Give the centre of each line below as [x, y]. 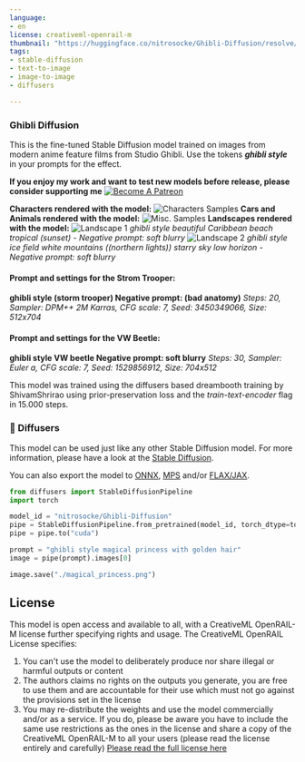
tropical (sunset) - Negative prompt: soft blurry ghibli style [148, 238]
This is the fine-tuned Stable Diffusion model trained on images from [138, 144]
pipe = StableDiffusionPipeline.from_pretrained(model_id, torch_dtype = [150, 525]
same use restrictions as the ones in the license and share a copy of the [157, 729]
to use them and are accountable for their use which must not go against [158, 690]
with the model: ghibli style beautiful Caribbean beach [142, 228]
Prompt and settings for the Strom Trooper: [93, 278]
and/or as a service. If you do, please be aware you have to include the [155, 719]
